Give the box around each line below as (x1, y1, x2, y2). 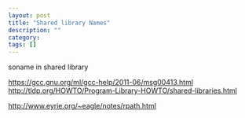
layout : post (8, 11, 51, 20)
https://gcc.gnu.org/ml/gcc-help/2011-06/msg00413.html (8, 78, 194, 87)
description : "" (8, 26, 61, 34)
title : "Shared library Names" (8, 19, 111, 27)
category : (8, 33, 41, 42)
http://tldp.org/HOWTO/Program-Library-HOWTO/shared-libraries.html (8, 86, 237, 95)
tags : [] (8, 41, 37, 49)
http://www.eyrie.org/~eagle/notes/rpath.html (8, 101, 157, 111)
